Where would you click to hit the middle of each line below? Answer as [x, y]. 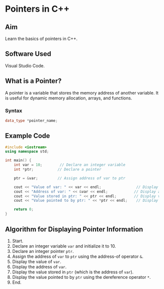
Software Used [28, 54]
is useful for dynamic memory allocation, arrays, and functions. [69, 98]
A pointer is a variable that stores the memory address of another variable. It [82, 93]
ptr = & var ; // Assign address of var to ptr [70, 178]
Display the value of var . [37, 261]
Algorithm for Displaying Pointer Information [74, 229]
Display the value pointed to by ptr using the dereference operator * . [82, 277]
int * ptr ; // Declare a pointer [58, 170]
